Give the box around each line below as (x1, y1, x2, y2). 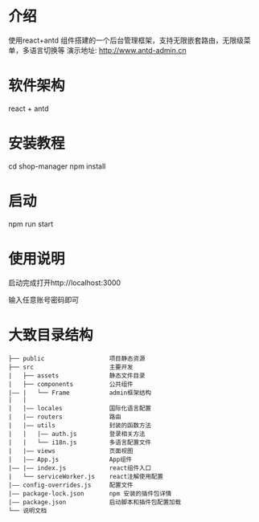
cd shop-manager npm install (8, 161, 106, 171)
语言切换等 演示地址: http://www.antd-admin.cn (29, 45, 187, 55)
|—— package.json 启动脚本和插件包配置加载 (8, 498, 182, 506)
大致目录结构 (8, 326, 94, 344)
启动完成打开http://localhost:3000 (8, 278, 121, 288)
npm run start (8, 218, 54, 229)
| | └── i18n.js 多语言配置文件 (8, 438, 151, 447)
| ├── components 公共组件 (8, 380, 134, 388)
